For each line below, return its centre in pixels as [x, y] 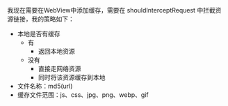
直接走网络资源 [59, 69]
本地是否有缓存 [39, 34]
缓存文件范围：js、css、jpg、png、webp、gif [83, 95]
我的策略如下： [52, 19]
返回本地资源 [56, 51]
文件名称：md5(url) [45, 86]
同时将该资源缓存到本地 [72, 77]
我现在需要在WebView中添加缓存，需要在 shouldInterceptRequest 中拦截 [111, 10]
